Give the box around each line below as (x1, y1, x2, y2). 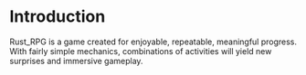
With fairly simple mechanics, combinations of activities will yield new (9, 45, 272, 56)
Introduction (9, 6, 106, 27)
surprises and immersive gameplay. (9, 55, 143, 66)
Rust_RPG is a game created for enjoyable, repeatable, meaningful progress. (9, 36, 298, 47)
